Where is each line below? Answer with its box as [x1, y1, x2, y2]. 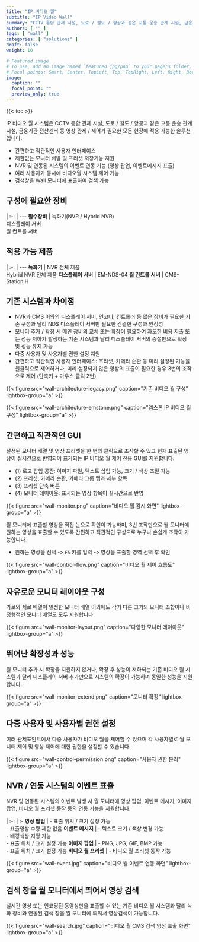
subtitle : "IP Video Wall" [6, 14, 73, 20]
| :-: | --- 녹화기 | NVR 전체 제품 [6, 264, 80, 271]
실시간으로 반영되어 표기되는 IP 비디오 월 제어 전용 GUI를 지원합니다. [17, 455, 175, 462]
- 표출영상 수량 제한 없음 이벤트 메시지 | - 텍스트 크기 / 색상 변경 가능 [6, 825, 164, 832]
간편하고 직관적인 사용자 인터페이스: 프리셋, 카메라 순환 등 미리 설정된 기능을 [14, 357, 191, 365]
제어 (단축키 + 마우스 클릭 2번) [25, 372, 97, 380]
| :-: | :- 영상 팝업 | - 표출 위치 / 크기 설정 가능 [6, 817, 111, 825]
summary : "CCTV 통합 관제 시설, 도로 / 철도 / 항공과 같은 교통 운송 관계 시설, [6, 20, 182, 26]
